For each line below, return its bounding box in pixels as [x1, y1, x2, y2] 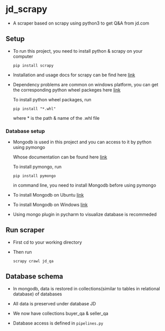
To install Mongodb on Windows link [12, 202, 88, 208]
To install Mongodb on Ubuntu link [12, 192, 84, 198]
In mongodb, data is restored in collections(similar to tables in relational [12, 285, 160, 291]
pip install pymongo [12, 174, 56, 179]
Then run [12, 249, 32, 255]
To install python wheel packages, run [12, 96, 91, 102]
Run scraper [5, 226, 44, 234]
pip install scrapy [12, 63, 54, 68]
